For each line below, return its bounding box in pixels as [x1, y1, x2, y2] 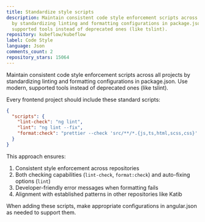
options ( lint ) [15, 177, 51, 185]
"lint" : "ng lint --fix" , [17, 124, 84, 131]
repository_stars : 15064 [6, 54, 70, 60]
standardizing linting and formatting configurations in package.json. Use [6, 77, 188, 85]
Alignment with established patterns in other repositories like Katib [15, 190, 182, 198]
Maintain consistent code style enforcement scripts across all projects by [6, 71, 190, 78]
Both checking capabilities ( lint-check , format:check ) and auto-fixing [15, 171, 190, 178]
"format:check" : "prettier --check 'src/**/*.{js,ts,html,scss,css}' [17, 131, 198, 137]
